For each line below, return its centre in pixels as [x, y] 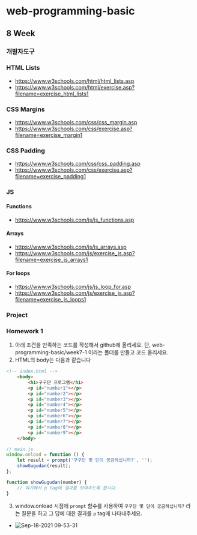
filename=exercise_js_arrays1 [51, 259]
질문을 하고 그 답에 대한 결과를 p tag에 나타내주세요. [82, 513]
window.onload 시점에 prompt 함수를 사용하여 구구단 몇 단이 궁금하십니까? [100, 506]
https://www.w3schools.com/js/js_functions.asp [74, 220]
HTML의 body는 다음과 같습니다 [53, 360]
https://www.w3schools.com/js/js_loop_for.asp [73, 286]
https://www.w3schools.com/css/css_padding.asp [78, 164]
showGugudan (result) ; [44, 466]
